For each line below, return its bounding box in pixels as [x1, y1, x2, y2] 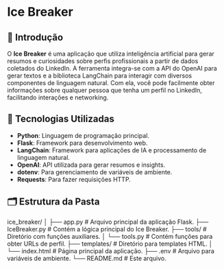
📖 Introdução [7, 32, 64, 43]
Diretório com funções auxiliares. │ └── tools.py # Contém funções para [7, 232, 213, 240]
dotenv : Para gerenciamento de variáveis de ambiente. [16, 167, 173, 176]
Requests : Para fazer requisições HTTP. [16, 175, 132, 183]
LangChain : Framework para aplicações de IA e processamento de [16, 145, 207, 154]
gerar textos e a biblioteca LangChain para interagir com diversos [7, 71, 192, 80]
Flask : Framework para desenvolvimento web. [16, 139, 148, 147]
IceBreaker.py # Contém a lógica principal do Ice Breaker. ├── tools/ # [7, 224, 207, 233]
